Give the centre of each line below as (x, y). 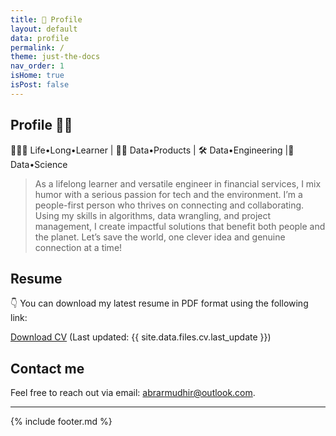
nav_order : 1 (37, 66)
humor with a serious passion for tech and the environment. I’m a (168, 194)
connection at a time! (78, 247)
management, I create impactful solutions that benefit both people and (180, 226)
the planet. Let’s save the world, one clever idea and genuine (160, 237)
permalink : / (37, 47)
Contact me (47, 368)
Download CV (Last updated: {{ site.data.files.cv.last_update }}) (141, 337)
